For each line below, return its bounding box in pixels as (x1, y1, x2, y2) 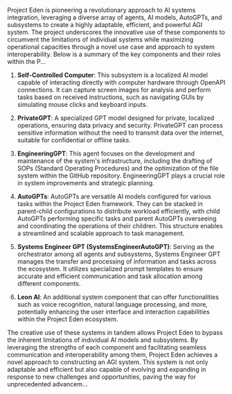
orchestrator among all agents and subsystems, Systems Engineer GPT (17, 250, 221, 258)
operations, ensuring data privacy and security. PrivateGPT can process (17, 121, 224, 129)
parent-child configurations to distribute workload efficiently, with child (17, 207, 220, 215)
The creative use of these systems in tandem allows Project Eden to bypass (7, 329, 223, 336)
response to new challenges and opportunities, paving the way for (7, 372, 196, 381)
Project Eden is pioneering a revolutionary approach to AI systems (7, 6, 196, 14)
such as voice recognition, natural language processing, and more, (17, 300, 208, 308)
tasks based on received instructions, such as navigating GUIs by (17, 93, 204, 101)
